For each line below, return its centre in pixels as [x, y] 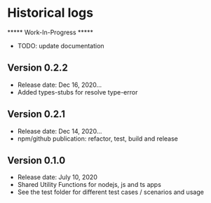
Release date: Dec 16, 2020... [60, 85]
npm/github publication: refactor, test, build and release [98, 139]
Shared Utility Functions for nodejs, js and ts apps [89, 185]
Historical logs [50, 13]
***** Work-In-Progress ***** [50, 32]
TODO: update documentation [61, 45]
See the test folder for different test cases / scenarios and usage [111, 192]
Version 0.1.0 [36, 160]
